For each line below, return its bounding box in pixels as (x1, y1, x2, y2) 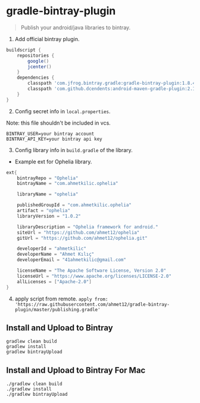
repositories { (17, 52, 55, 58)
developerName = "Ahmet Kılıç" (17, 252, 95, 258)
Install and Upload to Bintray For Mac (6, 365, 146, 375)
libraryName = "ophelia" (17, 191, 79, 197)
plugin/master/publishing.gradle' (14, 306, 101, 312)
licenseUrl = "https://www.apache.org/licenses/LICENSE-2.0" (17, 273, 171, 279)
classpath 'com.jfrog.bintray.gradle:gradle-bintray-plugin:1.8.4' (27, 80, 198, 86)
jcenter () (27, 64, 52, 70)
